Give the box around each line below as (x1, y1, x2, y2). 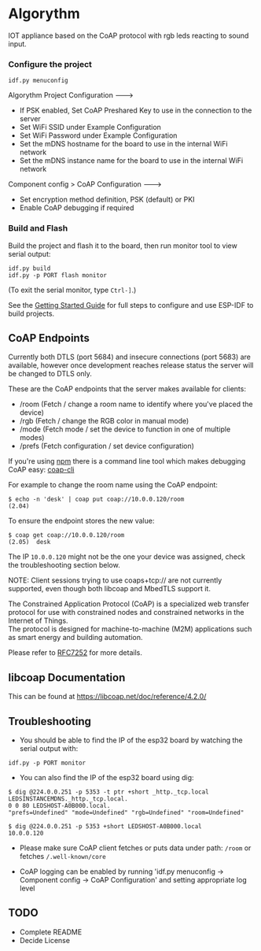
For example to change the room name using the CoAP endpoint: (8, 480, 219, 490)
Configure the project (8, 58, 93, 69)
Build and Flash (8, 223, 68, 234)
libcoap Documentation (8, 671, 126, 684)
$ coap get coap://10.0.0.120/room (8, 531, 125, 539)
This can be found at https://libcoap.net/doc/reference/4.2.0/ (8, 692, 207, 701)
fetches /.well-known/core (19, 851, 106, 860)
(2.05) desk (8, 538, 51, 546)
